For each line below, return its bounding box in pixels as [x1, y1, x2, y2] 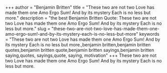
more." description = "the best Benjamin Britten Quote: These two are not [5, 15, 157, 21]
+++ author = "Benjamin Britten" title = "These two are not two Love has [5, 5, 154, 10]
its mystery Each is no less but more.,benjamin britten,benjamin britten [5, 42, 151, 47]
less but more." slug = [5, 26, 51, 32]
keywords [139, 31, 159, 37]
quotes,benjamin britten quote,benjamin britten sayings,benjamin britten [5, 47, 154, 53]
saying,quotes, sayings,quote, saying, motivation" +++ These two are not [5, 52, 157, 58]
